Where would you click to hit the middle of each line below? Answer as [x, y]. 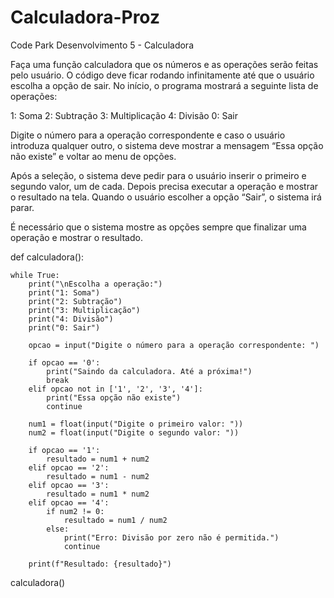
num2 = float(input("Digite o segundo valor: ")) [134, 432]
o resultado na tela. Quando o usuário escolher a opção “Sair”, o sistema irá [166, 197]
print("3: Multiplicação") [84, 310]
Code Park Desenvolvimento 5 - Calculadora [102, 45]
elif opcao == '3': [69, 485]
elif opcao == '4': [69, 502]
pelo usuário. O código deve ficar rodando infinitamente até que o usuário [162, 75]
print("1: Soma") [64, 292]
